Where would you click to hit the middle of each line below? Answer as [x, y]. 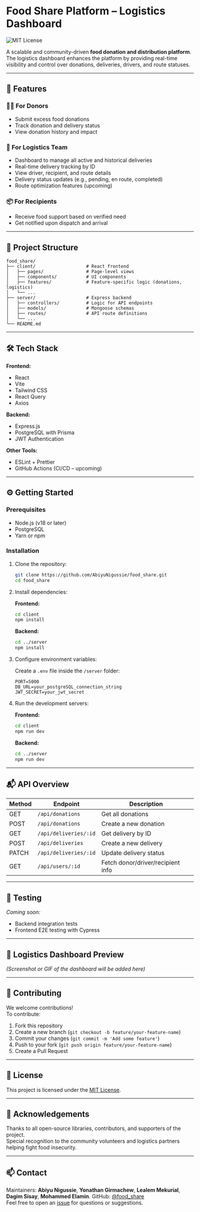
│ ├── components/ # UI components [66, 277]
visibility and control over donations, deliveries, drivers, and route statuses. [98, 65]
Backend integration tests [46, 924]
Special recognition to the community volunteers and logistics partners [93, 1141]
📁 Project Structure [42, 247]
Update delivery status [133, 853]
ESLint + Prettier [35, 462]
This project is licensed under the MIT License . [64, 1089]
